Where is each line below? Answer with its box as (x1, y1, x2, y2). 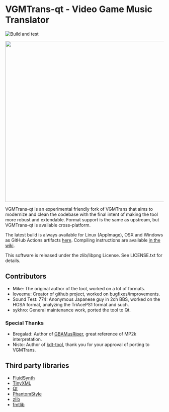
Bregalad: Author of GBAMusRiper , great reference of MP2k (12, 331, 137, 337)
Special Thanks (5, 319, 44, 326)
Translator (5, 14, 49, 26)
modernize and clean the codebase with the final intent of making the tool (5, 211, 158, 217)
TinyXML (12, 380, 32, 386)
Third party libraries (5, 361, 69, 370)
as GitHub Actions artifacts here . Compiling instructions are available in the (5, 237, 161, 243)
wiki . (5, 242, 15, 249)
